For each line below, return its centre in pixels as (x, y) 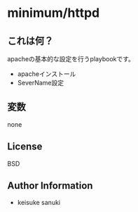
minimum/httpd (54, 13)
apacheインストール (47, 74)
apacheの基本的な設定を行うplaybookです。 (71, 59)
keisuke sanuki (39, 203)
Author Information (50, 186)
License (25, 147)
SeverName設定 (41, 83)
